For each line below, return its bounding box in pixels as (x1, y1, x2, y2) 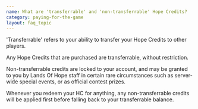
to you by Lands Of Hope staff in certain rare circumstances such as (6, 72, 174, 79)
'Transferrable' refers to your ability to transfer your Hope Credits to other (6, 36, 187, 43)
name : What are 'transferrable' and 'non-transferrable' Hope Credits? (6, 8, 187, 15)
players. (6, 42, 26, 49)
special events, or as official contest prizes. (19, 78, 126, 85)
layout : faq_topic (6, 20, 52, 26)
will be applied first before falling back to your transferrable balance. (6, 96, 174, 103)
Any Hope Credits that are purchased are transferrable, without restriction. (6, 54, 189, 61)
